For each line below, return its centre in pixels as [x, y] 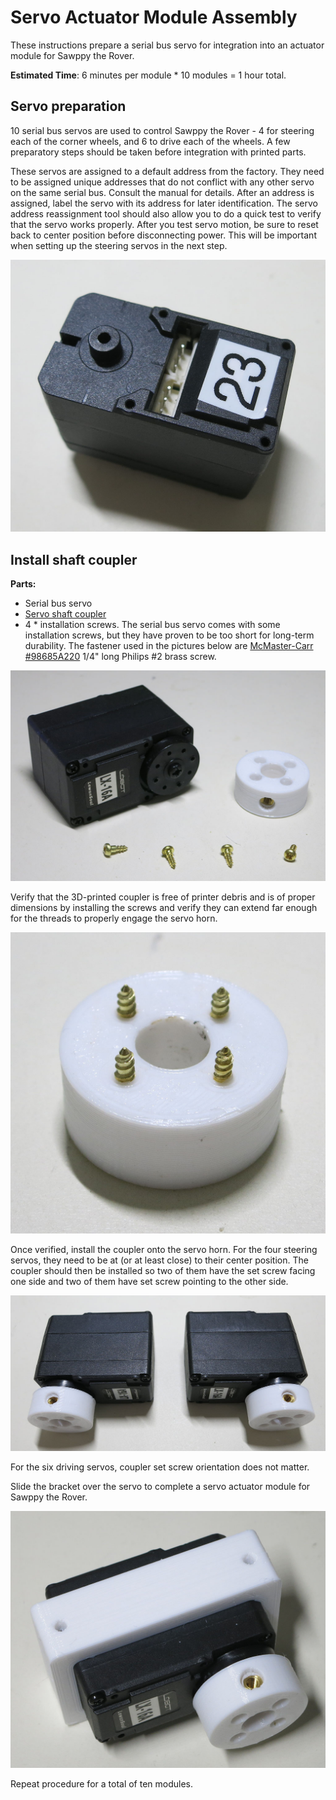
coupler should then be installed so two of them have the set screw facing [163, 1271]
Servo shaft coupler [65, 614]
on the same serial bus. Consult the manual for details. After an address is [162, 192]
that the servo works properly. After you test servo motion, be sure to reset [164, 224]
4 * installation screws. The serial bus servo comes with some [152, 625]
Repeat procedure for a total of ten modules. [102, 1784]
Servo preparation [68, 106]
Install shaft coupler [74, 559]
